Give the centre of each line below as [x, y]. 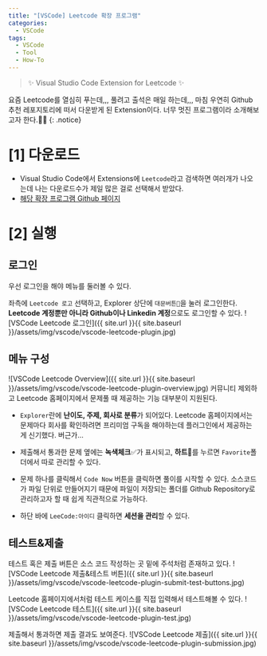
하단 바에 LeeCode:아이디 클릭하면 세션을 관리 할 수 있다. [104, 516]
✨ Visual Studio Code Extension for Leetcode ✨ [106, 82]
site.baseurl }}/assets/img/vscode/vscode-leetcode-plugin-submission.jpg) [132, 643]
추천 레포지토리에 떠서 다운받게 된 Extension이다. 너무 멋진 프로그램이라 [120, 109]
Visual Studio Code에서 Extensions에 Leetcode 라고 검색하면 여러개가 [129, 178]
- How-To [30, 61]
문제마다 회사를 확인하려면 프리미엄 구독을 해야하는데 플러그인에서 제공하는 [136, 425]
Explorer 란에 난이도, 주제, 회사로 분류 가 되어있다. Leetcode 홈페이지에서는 [136, 414]
